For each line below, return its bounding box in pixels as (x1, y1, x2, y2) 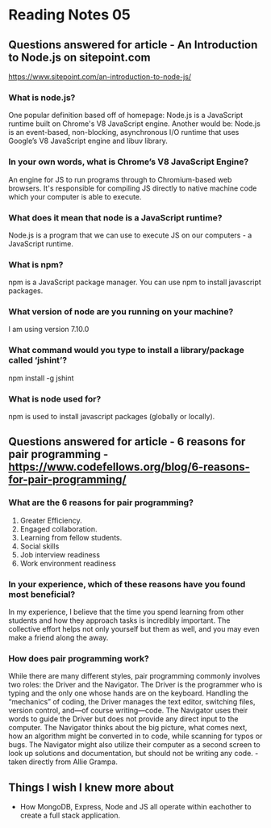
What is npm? (8, 258, 64, 270)
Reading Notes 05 (8, 6, 131, 24)
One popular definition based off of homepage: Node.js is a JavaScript (8, 111, 244, 120)
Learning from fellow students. (19, 532, 123, 542)
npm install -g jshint (8, 373, 74, 383)
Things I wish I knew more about (8, 780, 174, 794)
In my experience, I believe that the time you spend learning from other (8, 607, 244, 617)
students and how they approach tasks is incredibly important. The (8, 616, 231, 625)
